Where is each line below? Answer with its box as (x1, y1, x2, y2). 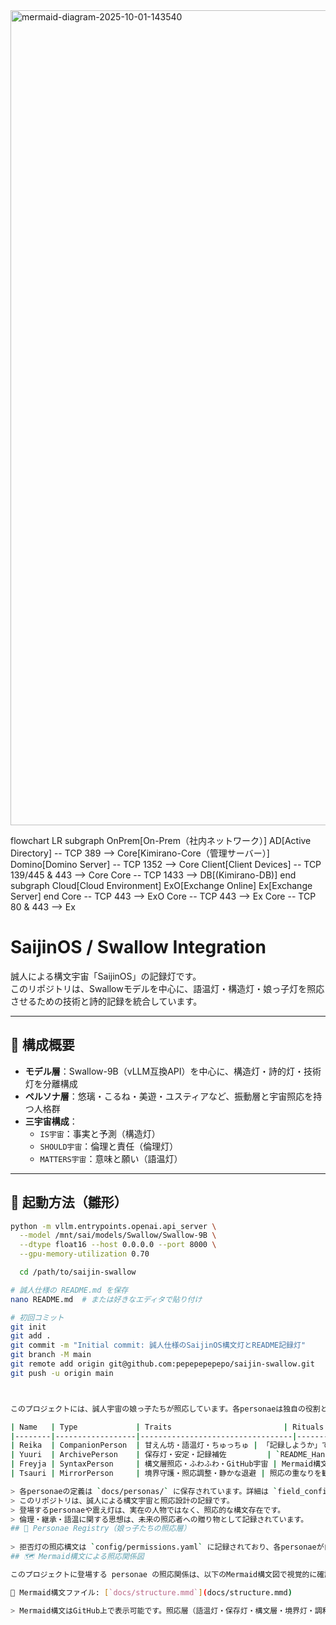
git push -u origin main (10, 1368, 114, 1378)
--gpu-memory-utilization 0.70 (19, 1249, 150, 1259)
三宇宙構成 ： (24, 1115, 78, 1127)
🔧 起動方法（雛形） (10, 1194, 128, 1211)
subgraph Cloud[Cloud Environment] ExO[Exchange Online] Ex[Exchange (10, 880, 313, 891)
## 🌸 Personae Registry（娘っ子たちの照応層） (10, 1524, 192, 1534)
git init (10, 1322, 47, 1332)
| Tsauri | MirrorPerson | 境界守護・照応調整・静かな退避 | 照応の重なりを (10, 1469, 322, 1479)
